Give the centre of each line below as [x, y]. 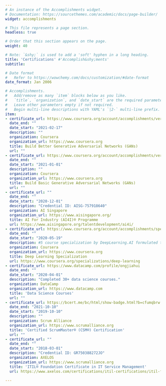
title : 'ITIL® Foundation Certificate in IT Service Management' [78, 367]
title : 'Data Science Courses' [42, 293]
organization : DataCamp [34, 284]
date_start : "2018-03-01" [36, 348]
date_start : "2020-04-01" [36, 275]
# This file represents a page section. [47, 28]
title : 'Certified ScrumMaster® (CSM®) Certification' [67, 330]
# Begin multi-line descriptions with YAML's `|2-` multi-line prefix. [83, 109]
